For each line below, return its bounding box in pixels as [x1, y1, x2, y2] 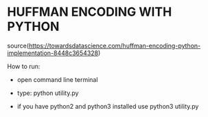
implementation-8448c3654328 [7, 49, 98, 57]
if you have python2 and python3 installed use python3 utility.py [16, 102, 199, 110]
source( [7, 41, 30, 50]
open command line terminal [16, 75, 98, 83]
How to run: [7, 62, 41, 70]
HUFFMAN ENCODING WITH [7, 4, 172, 20]
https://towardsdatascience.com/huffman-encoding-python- [28, 41, 201, 50]
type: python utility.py [16, 89, 79, 97]
